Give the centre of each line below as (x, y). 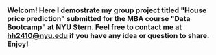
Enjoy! (18, 44)
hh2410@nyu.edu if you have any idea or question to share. (108, 35)
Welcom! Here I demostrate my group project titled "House (107, 10)
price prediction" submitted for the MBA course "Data (99, 18)
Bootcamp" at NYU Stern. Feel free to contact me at (95, 27)
